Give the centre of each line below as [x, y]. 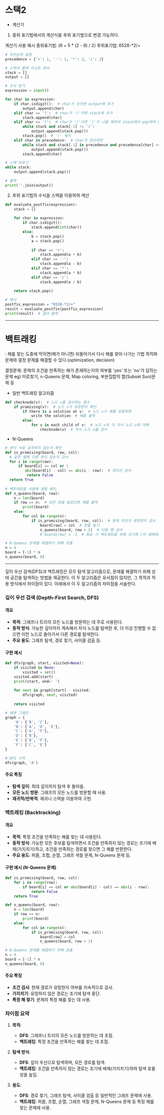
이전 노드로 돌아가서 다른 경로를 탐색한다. [61, 634]
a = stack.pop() [48, 241]
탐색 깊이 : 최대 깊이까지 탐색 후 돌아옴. [48, 786]
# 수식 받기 [15, 86]
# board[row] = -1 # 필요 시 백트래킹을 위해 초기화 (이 [93, 534]
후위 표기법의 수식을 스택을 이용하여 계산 [51, 195]
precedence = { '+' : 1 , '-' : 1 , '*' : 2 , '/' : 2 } [54, 59]
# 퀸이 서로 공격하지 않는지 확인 [33, 448]
